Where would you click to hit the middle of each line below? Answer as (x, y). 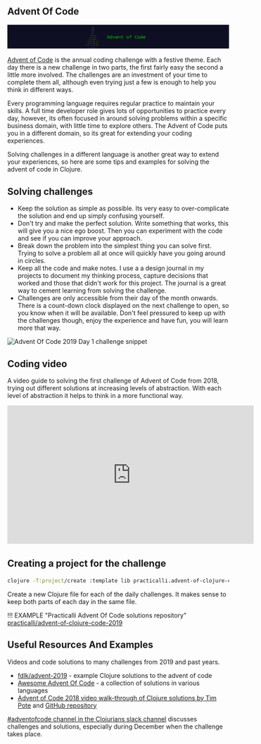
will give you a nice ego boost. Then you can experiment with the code (120, 231)
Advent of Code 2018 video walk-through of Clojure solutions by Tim (117, 698)
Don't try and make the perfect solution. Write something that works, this (123, 224)
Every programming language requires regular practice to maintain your (111, 103)
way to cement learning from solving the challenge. (92, 290)
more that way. (39, 328)
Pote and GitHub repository (57, 705)
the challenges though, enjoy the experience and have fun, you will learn (123, 321)
